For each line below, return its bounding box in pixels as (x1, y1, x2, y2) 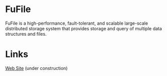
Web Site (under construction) (5, 65, 68, 71)
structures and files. (5, 31, 47, 37)
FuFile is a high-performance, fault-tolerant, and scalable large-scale (5, 20, 148, 26)
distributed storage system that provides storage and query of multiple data (5, 25, 162, 31)
